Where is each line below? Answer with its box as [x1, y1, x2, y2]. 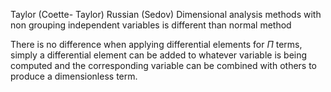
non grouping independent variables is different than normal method [10, 19, 292, 31]
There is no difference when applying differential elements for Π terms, [10, 39, 303, 50]
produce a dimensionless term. [10, 70, 138, 82]
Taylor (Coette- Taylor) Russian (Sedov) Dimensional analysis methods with [10, 9, 322, 20]
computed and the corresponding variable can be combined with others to [10, 60, 318, 71]
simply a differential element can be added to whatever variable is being [10, 49, 308, 61]
